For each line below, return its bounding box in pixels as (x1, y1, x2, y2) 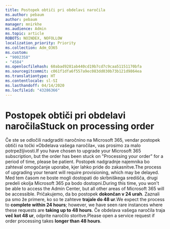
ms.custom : (5, 50, 28, 55)
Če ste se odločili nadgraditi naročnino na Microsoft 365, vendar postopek (5, 137, 160, 143)
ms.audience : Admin (5, 26, 47, 31)
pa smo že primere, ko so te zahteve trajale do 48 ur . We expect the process (5, 197, 165, 203)
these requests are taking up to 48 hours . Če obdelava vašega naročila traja (5, 207, 165, 213)
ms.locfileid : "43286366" (5, 87, 60, 93)
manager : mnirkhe (5, 21, 42, 27)
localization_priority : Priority (5, 41, 76, 46)
